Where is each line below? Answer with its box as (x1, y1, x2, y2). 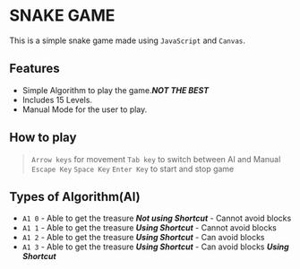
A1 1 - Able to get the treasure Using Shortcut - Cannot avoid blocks (21, 222, 278, 233)
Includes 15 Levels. (21, 94, 92, 105)
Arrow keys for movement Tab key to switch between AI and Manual (30, 153, 281, 164)
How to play (9, 130, 77, 145)
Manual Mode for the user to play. (21, 104, 148, 115)
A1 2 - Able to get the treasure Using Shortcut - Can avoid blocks (21, 232, 265, 243)
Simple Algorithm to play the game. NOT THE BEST (21, 84, 210, 95)
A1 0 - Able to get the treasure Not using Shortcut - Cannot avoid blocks (21, 213, 292, 224)
